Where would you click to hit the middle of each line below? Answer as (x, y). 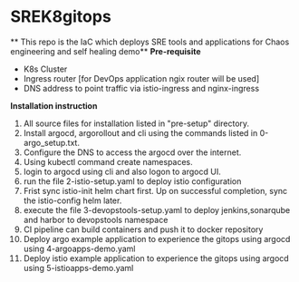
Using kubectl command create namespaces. (108, 161)
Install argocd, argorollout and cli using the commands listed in (140, 132)
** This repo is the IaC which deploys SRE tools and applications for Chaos (150, 42)
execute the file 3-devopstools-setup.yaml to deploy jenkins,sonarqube (157, 209)
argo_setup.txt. (52, 142)
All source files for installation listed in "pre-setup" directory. (136, 123)
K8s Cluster (45, 69)
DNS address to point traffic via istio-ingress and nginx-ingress (141, 88)
